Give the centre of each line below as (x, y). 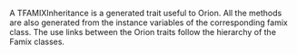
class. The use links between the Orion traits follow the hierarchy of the (143, 32)
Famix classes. (37, 41)
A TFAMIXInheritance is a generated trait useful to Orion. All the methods (146, 13)
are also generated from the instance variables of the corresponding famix (148, 22)
